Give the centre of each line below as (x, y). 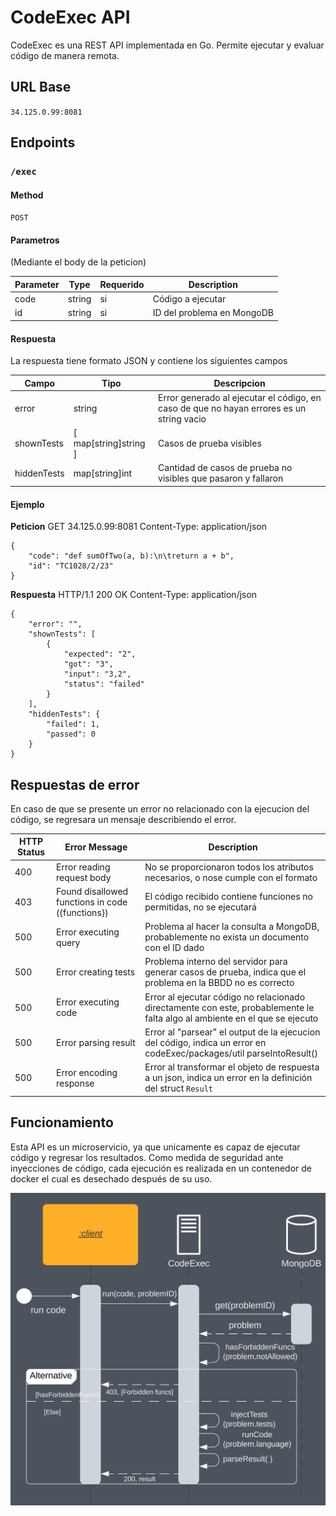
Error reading (83, 867)
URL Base (41, 87)
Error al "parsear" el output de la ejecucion (232, 1032)
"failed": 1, (73, 724)
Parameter (37, 284)
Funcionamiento (62, 1122)
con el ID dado (174, 948)
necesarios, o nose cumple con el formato (231, 877)
